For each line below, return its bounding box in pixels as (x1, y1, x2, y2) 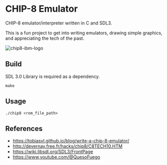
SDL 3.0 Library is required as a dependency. (5, 73, 100, 79)
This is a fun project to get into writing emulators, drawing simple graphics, (5, 30, 163, 36)
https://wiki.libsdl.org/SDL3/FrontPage (12, 149, 93, 155)
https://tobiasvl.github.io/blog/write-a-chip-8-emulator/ (12, 138, 130, 144)
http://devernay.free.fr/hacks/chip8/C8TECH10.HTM (12, 143, 123, 149)
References (5, 124, 43, 133)
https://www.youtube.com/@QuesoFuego (12, 154, 100, 160)
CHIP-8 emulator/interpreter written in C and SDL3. (5, 20, 113, 26)
